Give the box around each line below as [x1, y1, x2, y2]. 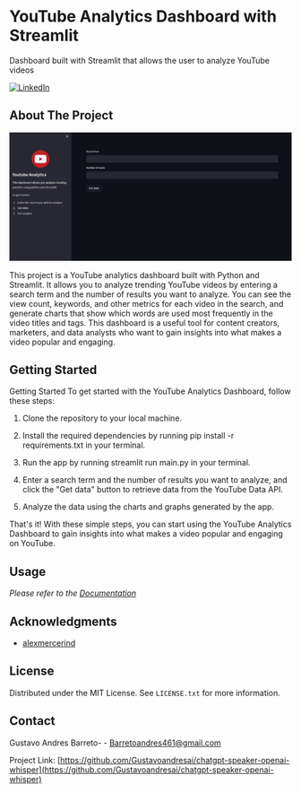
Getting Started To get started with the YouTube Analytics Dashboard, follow [9, 386, 291, 396]
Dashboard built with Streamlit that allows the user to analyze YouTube [9, 55, 271, 65]
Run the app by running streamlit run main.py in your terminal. [21, 457, 251, 468]
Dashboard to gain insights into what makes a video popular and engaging [9, 528, 284, 539]
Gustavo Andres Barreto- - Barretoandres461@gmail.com [9, 737, 221, 748]
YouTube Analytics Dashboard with [9, 6, 278, 27]
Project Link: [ [9, 754, 61, 765]
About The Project [9, 108, 114, 123]
